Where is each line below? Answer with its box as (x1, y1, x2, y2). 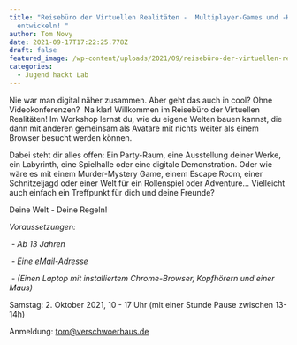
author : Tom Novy (9, 29, 73, 38)
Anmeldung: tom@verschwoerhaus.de (9, 326, 149, 336)
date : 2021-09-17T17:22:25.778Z (9, 37, 128, 47)
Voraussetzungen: (9, 221, 76, 232)
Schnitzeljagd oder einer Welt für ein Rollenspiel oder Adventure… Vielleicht (9, 178, 286, 188)
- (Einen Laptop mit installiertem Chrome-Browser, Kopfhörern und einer (11, 272, 276, 283)
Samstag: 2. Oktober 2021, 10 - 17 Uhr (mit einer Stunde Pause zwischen (9, 299, 274, 310)
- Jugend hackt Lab (17, 71, 89, 80)
